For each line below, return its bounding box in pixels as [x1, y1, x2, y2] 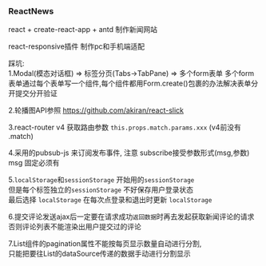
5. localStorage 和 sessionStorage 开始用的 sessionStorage [8, 175, 195, 185]
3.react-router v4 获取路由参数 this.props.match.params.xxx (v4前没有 [8, 122, 241, 133]
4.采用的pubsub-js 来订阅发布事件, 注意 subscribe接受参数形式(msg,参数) [8, 148, 250, 157]
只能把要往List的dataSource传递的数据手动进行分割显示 [8, 249, 192, 259]
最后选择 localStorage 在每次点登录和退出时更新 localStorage [8, 195, 212, 204]
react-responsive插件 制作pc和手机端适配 [8, 42, 145, 51]
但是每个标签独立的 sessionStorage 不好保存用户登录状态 [8, 185, 194, 195]
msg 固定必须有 [8, 158, 60, 168]
